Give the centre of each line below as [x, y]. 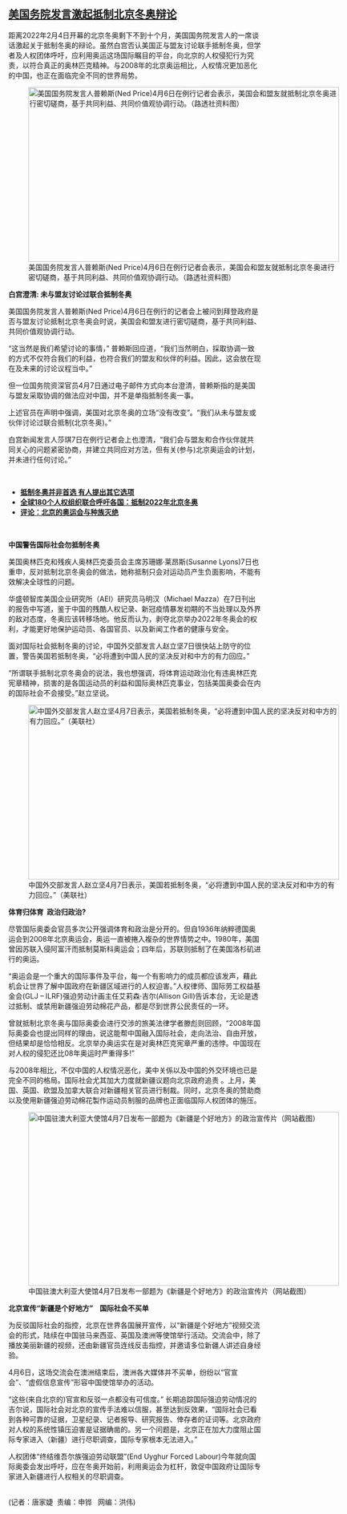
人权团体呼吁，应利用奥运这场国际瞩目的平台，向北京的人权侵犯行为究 [138, 55]
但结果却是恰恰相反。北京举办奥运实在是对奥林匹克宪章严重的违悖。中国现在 [135, 1043]
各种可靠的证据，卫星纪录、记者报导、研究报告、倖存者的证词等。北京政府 [138, 1419]
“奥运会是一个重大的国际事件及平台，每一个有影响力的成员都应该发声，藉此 [133, 975]
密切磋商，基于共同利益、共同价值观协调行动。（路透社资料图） [132, 277]
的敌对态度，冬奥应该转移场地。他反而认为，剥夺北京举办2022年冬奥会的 [129, 619]
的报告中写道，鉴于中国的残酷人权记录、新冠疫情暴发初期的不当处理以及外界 [135, 608]
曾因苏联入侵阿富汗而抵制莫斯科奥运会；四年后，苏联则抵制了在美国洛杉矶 [131, 949]
